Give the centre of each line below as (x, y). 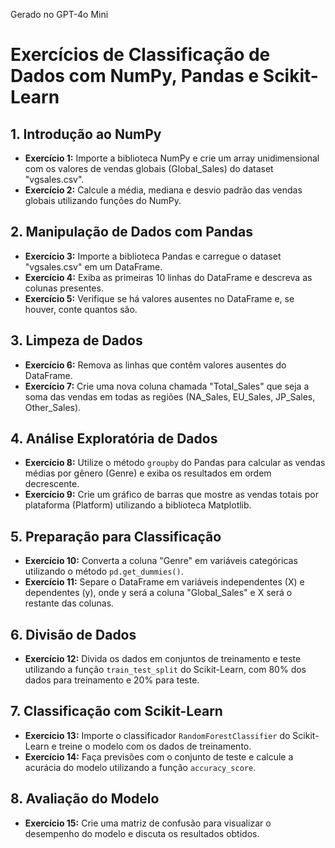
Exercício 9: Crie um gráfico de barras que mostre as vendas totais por (171, 495)
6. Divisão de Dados (73, 634)
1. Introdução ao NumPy (86, 134)
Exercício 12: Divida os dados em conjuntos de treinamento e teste (163, 659)
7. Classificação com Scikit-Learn (116, 711)
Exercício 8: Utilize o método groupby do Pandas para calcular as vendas (175, 463)
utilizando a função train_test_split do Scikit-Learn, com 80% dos (165, 670)
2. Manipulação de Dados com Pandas (131, 232)
